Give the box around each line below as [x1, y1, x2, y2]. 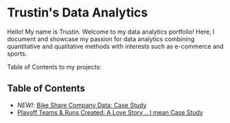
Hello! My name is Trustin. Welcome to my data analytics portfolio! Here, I [7, 27, 215, 36]
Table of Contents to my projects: [7, 63, 102, 71]
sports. [7, 49, 27, 58]
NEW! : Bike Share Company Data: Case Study [16, 101, 147, 109]
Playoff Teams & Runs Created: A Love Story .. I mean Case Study [16, 108, 204, 116]
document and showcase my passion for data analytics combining [7, 34, 195, 43]
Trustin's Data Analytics [7, 5, 148, 21]
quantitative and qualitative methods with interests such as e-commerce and [7, 42, 224, 50]
